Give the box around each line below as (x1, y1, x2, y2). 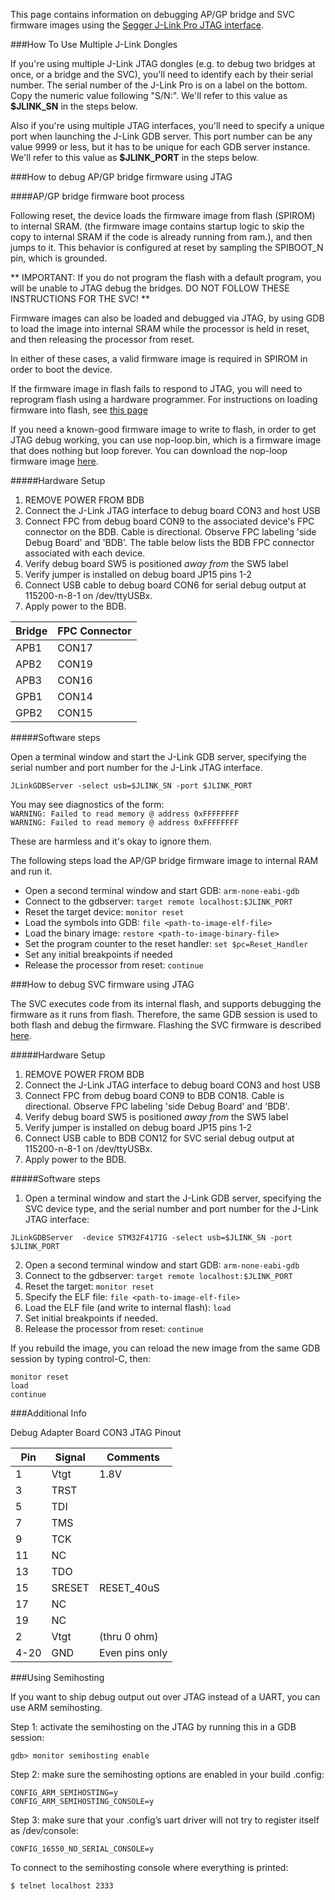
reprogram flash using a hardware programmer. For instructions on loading (10, 394, 318, 405)
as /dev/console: (10, 1825, 79, 1836)
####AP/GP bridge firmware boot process (10, 190, 185, 202)
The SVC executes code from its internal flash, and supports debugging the (10, 998, 322, 1009)
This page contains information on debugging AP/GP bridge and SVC (10, 9, 295, 20)
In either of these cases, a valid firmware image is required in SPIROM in (10, 353, 308, 364)
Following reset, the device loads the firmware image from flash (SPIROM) (10, 210, 316, 221)
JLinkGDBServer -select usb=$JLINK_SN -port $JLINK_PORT (10, 781, 253, 791)
